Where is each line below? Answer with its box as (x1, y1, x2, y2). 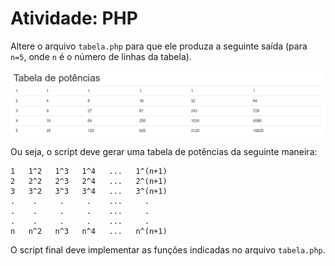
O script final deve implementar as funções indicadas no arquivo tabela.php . (10, 244, 326, 256)
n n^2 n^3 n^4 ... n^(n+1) (10, 227, 168, 237)
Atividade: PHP (10, 7, 138, 30)
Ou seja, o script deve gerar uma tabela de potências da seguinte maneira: (10, 146, 318, 158)
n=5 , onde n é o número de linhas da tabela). (10, 50, 192, 62)
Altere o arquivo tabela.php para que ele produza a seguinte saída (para (10, 40, 308, 52)
